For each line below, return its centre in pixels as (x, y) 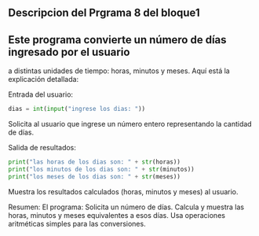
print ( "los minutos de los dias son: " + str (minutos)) (101, 169)
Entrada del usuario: (40, 94)
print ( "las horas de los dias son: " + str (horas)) (94, 162)
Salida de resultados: (42, 148)
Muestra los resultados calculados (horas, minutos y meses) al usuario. (123, 191)
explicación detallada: (44, 79)
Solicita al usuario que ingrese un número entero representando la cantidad (130, 124)
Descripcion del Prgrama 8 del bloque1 (104, 13)
